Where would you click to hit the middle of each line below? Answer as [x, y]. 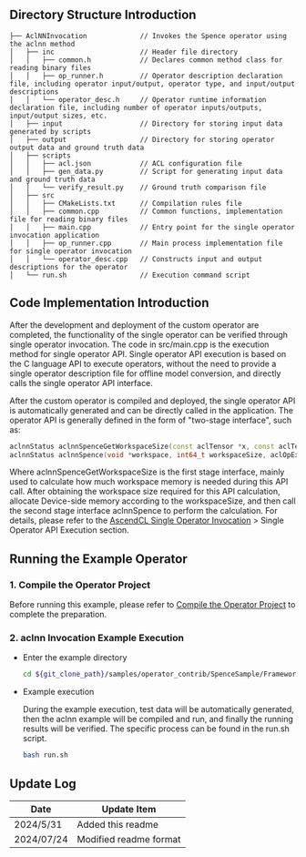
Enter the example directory [75, 658]
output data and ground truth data [77, 148]
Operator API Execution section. [69, 530]
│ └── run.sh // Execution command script [130, 275]
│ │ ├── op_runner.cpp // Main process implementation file [146, 243]
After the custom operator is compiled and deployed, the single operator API [153, 401]
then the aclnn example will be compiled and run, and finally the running [158, 719]
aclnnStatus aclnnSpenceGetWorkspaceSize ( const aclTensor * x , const [142, 446]
